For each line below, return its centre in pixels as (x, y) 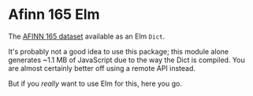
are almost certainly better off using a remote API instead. (102, 68)
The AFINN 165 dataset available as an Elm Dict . (87, 36)
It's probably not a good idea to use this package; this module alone (119, 51)
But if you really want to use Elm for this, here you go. (95, 83)
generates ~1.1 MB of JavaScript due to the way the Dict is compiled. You (127, 60)
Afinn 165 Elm (54, 15)
